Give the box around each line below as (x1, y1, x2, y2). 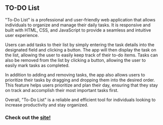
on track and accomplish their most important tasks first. (5, 87, 119, 93)
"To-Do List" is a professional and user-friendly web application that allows (5, 17, 156, 22)
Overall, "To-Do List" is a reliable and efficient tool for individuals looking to (5, 97, 156, 103)
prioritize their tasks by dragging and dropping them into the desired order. (5, 77, 155, 83)
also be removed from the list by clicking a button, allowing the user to (5, 57, 146, 63)
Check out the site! (5, 114, 51, 121)
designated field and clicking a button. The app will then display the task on (5, 47, 157, 53)
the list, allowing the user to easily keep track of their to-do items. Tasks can (5, 52, 158, 58)
